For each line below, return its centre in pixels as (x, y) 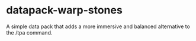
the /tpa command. (29, 32)
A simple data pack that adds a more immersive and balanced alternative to (98, 26)
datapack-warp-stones (64, 10)
